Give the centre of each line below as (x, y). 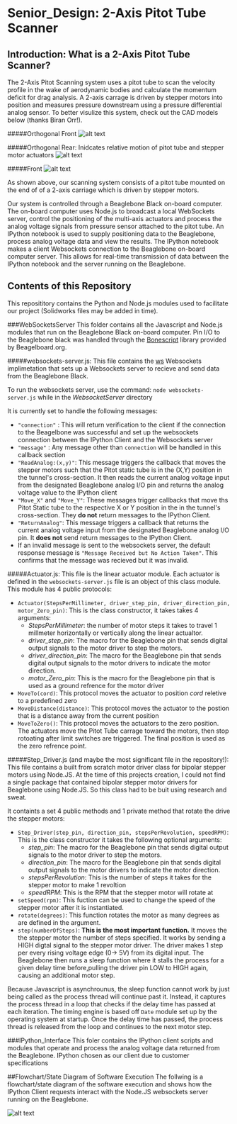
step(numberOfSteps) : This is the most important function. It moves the (122, 930)
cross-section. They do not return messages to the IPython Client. (114, 515)
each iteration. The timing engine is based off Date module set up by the (112, 1011)
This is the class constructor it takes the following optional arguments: (120, 839)
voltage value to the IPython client (67, 492)
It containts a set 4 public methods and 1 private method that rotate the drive (119, 811)
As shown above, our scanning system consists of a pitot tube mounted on (116, 182)
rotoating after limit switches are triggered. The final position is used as (121, 738)
